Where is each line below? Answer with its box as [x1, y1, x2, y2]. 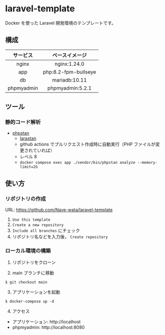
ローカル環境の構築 [5, 247, 51, 254]
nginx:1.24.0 [54, 60, 85, 67]
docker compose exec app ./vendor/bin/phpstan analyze [19, 160, 135, 165]
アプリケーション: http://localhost [12, 319, 81, 325]
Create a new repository [12, 223, 64, 228]
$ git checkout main [5, 280, 48, 285]
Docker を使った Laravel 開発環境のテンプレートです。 [5, 20, 116, 26]
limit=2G [19, 164, 38, 170]
